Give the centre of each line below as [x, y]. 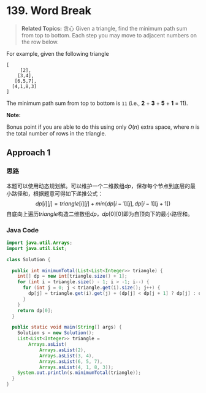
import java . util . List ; [37, 248]
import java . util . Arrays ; [39, 243]
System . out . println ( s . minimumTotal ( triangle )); [79, 373]
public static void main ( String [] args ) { [67, 327]
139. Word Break [49, 11]
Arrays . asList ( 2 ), [63, 350]
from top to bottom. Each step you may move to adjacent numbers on [109, 35]
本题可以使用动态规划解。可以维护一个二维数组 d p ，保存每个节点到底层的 [98, 186]
